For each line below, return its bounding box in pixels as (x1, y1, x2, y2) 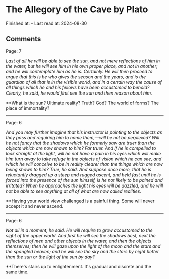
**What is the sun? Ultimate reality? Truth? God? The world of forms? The (6, 100, 159, 106)
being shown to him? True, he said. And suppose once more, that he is (6, 166, 152, 172)
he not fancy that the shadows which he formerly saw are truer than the (6, 140, 155, 146)
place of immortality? (6, 105, 50, 111)
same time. (6, 269, 29, 275)
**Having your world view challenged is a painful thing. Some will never (6, 198, 155, 204)
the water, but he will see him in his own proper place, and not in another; (6, 63, 158, 69)
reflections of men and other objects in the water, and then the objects (6, 238, 152, 244)
